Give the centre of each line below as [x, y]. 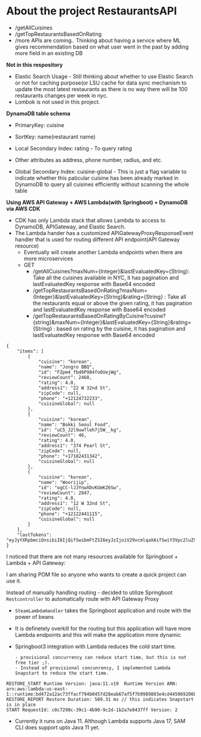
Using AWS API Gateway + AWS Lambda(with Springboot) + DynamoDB [97, 202]
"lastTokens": [34, 535]
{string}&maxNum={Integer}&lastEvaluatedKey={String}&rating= [112, 322]
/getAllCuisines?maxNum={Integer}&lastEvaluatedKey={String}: [111, 271]
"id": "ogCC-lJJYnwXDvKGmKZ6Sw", [80, 488]
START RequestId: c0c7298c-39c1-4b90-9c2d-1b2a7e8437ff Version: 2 [92, 710]
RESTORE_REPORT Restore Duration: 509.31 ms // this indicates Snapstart [100, 699]
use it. [14, 580]
